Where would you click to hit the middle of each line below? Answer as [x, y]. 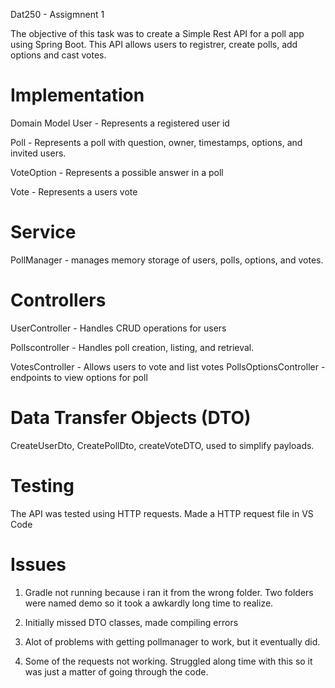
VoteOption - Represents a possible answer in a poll [117, 172]
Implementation [77, 95]
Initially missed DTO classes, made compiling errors [131, 622]
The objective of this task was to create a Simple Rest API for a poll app [157, 33]
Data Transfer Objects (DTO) [131, 418]
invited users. [38, 153]
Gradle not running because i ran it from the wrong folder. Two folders [169, 592]
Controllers [58, 300]
